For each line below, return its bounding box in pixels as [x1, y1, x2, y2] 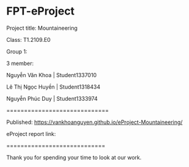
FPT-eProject [6, 4, 75, 18]
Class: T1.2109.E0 [6, 36, 51, 43]
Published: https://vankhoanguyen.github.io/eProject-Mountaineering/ [6, 118, 183, 126]
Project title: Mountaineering [6, 24, 78, 32]
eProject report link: [6, 130, 56, 137]
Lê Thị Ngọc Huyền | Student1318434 [6, 83, 101, 90]
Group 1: [6, 47, 27, 55]
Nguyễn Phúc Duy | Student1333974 [6, 95, 98, 102]
